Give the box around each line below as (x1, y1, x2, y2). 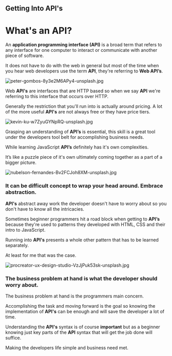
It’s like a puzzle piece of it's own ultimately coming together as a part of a (5, 154, 163, 160)
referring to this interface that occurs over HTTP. (5, 93, 109, 100)
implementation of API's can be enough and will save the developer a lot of (5, 308, 165, 314)
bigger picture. (5, 159, 37, 166)
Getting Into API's (5, 4, 63, 13)
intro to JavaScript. (5, 227, 46, 233)
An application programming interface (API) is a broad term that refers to (5, 42, 162, 48)
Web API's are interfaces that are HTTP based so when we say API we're (5, 88, 161, 94)
